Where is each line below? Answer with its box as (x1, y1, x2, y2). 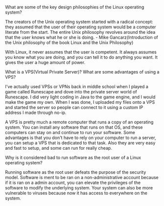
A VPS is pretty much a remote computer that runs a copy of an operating (5, 119, 154, 125)
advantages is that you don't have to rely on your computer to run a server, (5, 135, 156, 140)
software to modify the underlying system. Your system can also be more (5, 185, 153, 190)
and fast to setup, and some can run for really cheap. (5, 145, 113, 151)
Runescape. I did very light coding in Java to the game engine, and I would (5, 94, 156, 100)
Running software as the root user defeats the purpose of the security (5, 169, 146, 175)
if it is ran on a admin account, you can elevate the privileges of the (5, 180, 141, 185)
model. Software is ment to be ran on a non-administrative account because (5, 175, 159, 180)
